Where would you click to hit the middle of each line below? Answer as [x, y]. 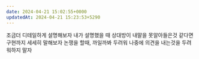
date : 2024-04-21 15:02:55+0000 [46, 12]
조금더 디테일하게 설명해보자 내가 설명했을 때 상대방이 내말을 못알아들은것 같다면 [100, 35]
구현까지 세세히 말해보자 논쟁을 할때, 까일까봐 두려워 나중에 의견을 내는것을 [94, 42]
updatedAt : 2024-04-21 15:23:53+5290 [53, 17]
